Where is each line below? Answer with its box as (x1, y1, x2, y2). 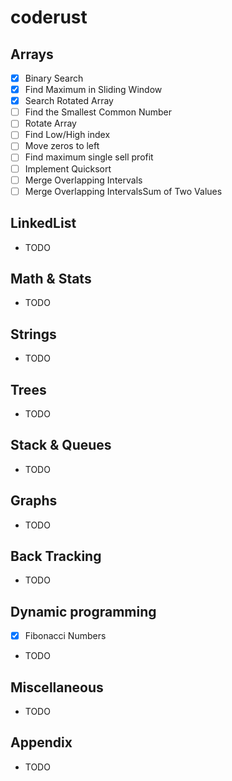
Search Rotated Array (24, 95, 114, 107)
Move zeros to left (24, 140, 100, 152)
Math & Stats (10, 270, 92, 287)
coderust (10, 6, 88, 29)
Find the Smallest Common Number (24, 106, 172, 118)
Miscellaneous (10, 679, 104, 696)
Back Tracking (10, 547, 102, 565)
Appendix (10, 734, 73, 751)
